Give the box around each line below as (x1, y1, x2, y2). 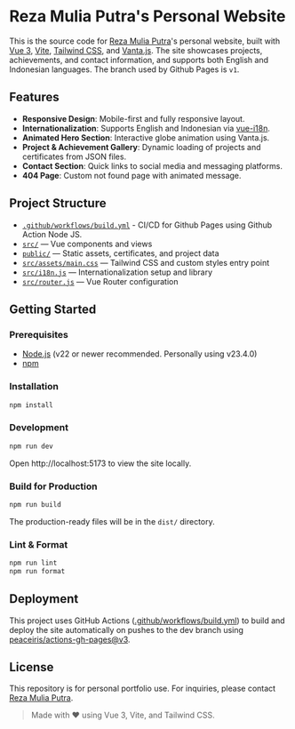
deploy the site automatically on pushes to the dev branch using (9, 624, 244, 635)
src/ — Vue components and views (21, 238, 153, 249)
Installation (9, 381, 60, 393)
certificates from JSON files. (21, 151, 127, 162)
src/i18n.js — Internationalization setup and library (21, 267, 213, 277)
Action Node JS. (21, 228, 83, 239)
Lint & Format (9, 538, 68, 550)
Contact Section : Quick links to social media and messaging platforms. (21, 160, 283, 171)
